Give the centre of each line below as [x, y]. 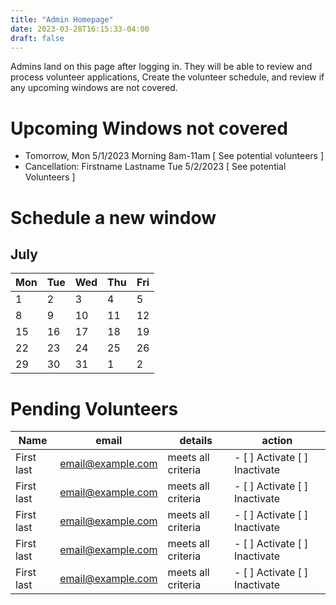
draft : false [37, 38]
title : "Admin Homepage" [62, 19]
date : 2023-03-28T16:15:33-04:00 [80, 29]
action [277, 441]
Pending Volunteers [94, 408]
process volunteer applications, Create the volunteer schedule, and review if [167, 77]
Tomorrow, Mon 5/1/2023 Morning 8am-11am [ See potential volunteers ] [174, 156]
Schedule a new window [113, 217]
